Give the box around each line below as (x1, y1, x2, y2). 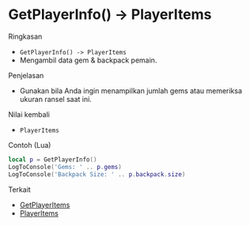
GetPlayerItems (19, 200, 70, 209)
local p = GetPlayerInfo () (8, 156, 97, 164)
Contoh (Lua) (8, 140, 51, 149)
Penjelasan (8, 70, 44, 80)
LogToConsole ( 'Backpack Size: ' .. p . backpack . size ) (8, 170, 186, 179)
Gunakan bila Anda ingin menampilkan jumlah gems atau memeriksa (19, 85, 243, 96)
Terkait (8, 184, 32, 194)
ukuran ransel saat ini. (19, 94, 93, 104)
